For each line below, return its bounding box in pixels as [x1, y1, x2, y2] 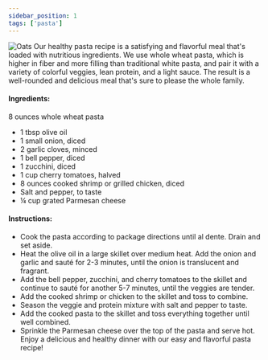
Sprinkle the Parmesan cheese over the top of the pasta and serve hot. [19, 325, 255, 335]
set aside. [19, 240, 53, 250]
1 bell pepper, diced [19, 153, 85, 162]
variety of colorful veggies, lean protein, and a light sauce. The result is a [8, 67, 251, 76]
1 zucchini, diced [19, 162, 76, 171]
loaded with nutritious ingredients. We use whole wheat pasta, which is [8, 50, 244, 59]
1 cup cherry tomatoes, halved [19, 170, 121, 179]
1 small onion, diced [19, 136, 86, 145]
